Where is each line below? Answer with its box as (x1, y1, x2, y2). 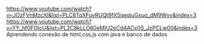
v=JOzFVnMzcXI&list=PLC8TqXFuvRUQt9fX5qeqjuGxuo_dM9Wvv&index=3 (6, 11, 197, 19)
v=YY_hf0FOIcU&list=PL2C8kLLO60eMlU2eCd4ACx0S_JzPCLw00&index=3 (6, 24, 198, 31)
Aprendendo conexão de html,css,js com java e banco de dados (6, 31, 167, 38)
